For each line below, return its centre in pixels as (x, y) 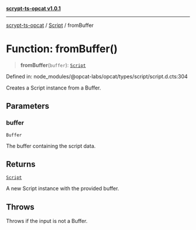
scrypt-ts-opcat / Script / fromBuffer (50, 25)
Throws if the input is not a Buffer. (47, 221)
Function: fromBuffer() (62, 49)
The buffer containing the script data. (51, 146)
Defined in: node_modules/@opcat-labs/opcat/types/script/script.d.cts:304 (97, 76)
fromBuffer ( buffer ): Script (53, 65)
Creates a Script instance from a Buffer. (54, 88)
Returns (21, 164)
